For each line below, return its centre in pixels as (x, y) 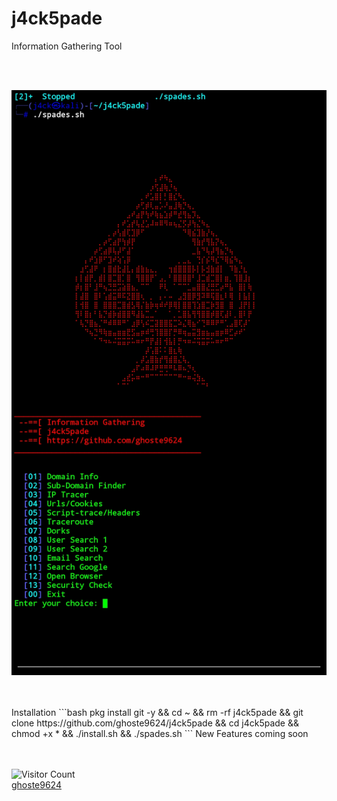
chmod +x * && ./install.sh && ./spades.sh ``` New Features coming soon (160, 733)
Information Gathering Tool (67, 46)
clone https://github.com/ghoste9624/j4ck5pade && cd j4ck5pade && (155, 723)
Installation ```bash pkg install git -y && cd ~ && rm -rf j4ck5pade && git (157, 712)
